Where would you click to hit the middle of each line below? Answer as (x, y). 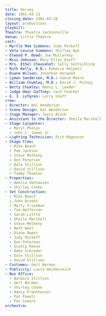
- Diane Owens (24, 233)
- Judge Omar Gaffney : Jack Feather (42, 92)
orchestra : (16, 306)
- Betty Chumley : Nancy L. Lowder (40, 87)
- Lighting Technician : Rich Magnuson (44, 137)
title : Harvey (20, 10)
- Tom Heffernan (26, 210)
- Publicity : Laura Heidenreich (38, 269)
